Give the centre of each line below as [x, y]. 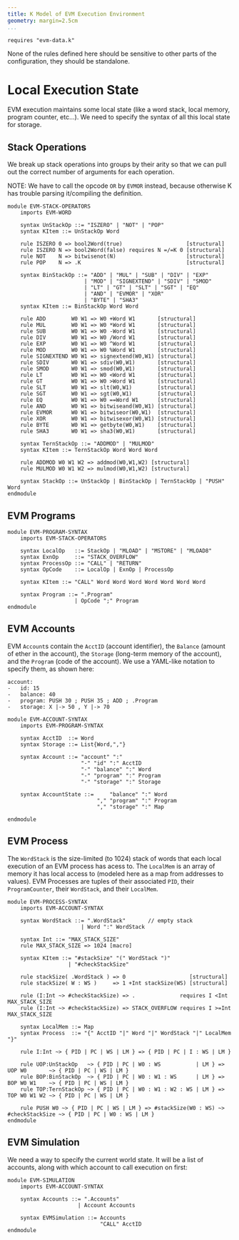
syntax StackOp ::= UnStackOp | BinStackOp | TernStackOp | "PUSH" [122, 482]
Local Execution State [73, 90]
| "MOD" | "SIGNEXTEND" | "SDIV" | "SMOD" [148, 282]
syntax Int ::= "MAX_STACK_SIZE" [70, 939]
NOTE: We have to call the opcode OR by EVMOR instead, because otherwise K [119, 186]
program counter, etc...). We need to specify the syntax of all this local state [119, 117]
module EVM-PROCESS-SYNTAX [47, 902]
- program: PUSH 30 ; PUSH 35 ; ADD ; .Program [83, 700]
